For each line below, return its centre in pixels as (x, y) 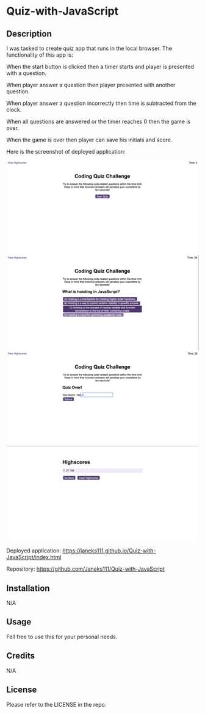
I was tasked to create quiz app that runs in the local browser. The (89, 48)
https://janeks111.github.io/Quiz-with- (109, 551)
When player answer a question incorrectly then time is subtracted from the (101, 103)
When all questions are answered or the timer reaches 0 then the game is (99, 121)
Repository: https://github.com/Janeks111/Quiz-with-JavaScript (85, 569)
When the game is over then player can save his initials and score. (89, 140)
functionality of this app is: (40, 55)
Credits (21, 656)
